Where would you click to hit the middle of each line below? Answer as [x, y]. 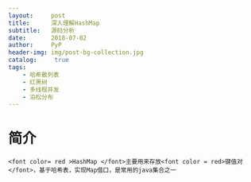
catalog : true [39, 60]
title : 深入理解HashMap [54, 23]
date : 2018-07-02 [48, 38]
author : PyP [35, 45]
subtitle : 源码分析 [42, 30]
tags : [17, 68]
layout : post [37, 15]
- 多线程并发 [41, 89]
